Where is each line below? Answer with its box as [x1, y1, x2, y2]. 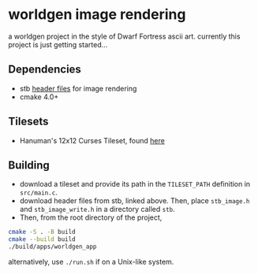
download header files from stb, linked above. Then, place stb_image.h [19, 196, 250, 205]
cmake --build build [8, 235, 77, 243]
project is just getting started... [8, 39, 108, 49]
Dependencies [8, 63, 81, 76]
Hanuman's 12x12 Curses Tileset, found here [19, 135, 166, 145]
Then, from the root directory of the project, [19, 213, 163, 222]
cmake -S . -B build [8, 228, 77, 236]
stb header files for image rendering [19, 83, 137, 93]
